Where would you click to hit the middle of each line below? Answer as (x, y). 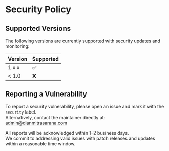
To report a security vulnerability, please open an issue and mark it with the (85, 106)
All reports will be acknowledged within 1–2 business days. (67, 133)
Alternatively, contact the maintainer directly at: (55, 117)
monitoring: (17, 46)
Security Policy (38, 10)
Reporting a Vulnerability (46, 94)
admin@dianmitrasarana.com (36, 123)
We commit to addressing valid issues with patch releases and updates (80, 138)
